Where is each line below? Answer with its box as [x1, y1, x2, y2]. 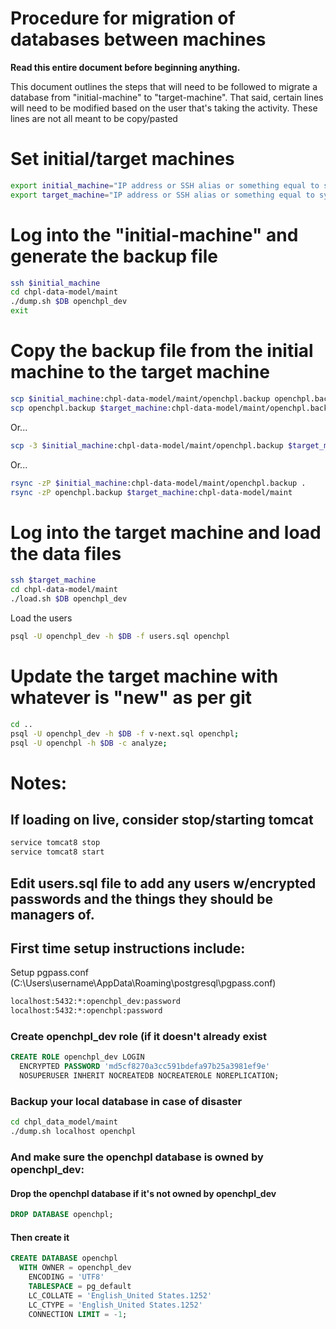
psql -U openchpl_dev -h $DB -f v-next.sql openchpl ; [10, 728, 240, 739]
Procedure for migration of [10, 7, 236, 30]
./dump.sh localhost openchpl [10, 1127, 137, 1137]
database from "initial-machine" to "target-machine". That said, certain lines [10, 91, 324, 103]
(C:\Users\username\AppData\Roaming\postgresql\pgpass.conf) [10, 977, 277, 989]
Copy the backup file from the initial [10, 340, 314, 362]
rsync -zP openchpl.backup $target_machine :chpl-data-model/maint [10, 487, 293, 497]
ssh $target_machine [10, 575, 97, 586]
